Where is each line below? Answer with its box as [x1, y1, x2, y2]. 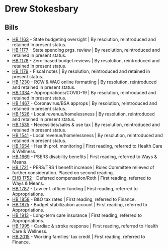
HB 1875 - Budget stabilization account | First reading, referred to [12, 202, 148, 207]
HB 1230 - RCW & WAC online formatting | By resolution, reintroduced [12, 79, 157, 85]
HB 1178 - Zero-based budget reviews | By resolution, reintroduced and [12, 58, 160, 63]
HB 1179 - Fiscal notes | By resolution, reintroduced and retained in [12, 68, 150, 74]
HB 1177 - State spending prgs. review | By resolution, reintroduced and [12, 47, 160, 53]
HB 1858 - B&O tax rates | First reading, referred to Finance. [12, 196, 136, 202]
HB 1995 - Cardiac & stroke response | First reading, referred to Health [12, 223, 158, 229]
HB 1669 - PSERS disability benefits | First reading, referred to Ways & [12, 154, 157, 160]
